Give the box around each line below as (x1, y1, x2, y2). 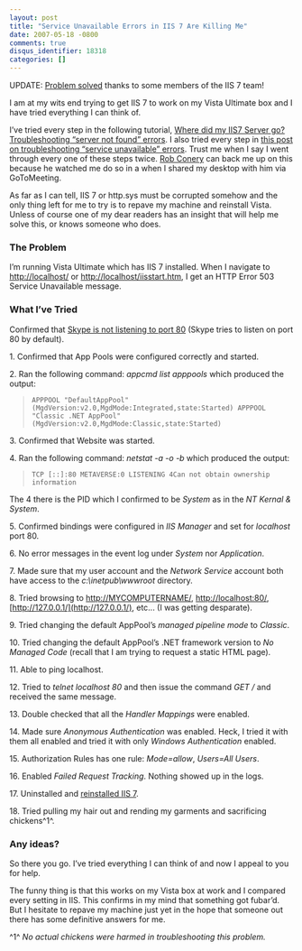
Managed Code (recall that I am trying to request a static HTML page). (9, 646, 271, 657)
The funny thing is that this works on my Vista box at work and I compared (9, 885, 286, 896)
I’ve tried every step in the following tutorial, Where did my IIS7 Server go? (9, 125, 286, 135)
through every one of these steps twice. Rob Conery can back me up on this (9, 153, 293, 163)
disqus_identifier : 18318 (9, 47, 106, 56)
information (31, 477, 77, 487)
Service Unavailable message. (9, 281, 122, 291)
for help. (9, 867, 41, 878)
